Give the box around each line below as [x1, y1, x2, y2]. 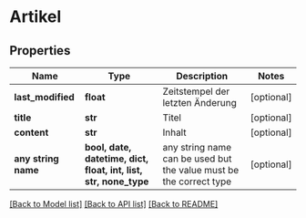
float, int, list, [85, 164, 143, 176]
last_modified [14, 91, 75, 103]
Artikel [9, 6, 62, 27]
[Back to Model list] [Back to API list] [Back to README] [9, 199, 219, 209]
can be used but [162, 152, 232, 165]
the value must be [162, 164, 240, 176]
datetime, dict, [85, 152, 148, 165]
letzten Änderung [162, 97, 237, 109]
